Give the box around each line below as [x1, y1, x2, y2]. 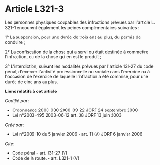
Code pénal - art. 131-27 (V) [12, 150, 68, 156]
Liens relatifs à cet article [5, 88, 57, 94]
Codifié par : [5, 97, 29, 103]
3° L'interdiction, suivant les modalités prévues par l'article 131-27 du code [5, 63, 154, 69]
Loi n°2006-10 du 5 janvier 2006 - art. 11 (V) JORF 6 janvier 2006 [12, 131, 143, 137]
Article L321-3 [5, 3, 64, 15]
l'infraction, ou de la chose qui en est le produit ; [5, 54, 102, 59]
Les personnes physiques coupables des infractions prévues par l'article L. [5, 19, 155, 25]
